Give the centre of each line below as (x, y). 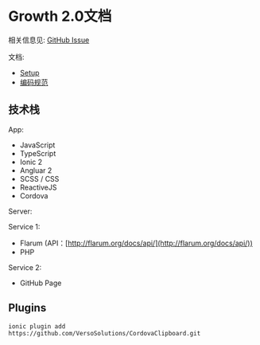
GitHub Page (41, 283)
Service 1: (24, 226)
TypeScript (38, 153)
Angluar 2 (36, 170)
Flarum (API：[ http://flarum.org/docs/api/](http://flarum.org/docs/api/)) (136, 243)
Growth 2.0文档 (60, 16)
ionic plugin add (37, 326)
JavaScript (37, 145)
